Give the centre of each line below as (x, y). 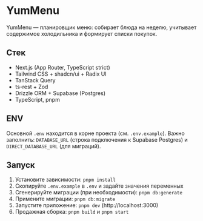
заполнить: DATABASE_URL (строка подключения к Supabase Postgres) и (97, 139)
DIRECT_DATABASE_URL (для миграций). (54, 146)
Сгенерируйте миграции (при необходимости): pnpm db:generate (99, 193)
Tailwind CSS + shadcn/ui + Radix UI (61, 74)
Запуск (21, 165)
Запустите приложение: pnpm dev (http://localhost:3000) (87, 205)
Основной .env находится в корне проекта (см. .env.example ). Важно (95, 133)
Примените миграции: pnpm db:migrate (65, 199)
